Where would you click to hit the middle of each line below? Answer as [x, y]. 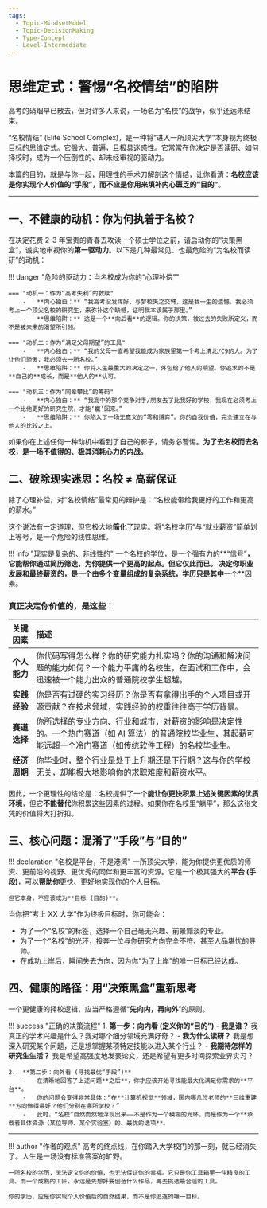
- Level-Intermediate [51, 45]
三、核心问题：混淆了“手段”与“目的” [98, 841]
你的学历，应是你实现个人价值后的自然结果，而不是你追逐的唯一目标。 [106, 1196]
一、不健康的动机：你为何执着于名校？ [102, 219]
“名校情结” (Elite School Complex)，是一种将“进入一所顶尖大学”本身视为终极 [133, 138]
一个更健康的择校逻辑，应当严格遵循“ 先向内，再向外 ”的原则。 [109, 1009]
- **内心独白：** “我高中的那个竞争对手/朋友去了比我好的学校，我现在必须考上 [139, 400]
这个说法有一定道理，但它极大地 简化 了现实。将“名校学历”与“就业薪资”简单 [129, 526]
